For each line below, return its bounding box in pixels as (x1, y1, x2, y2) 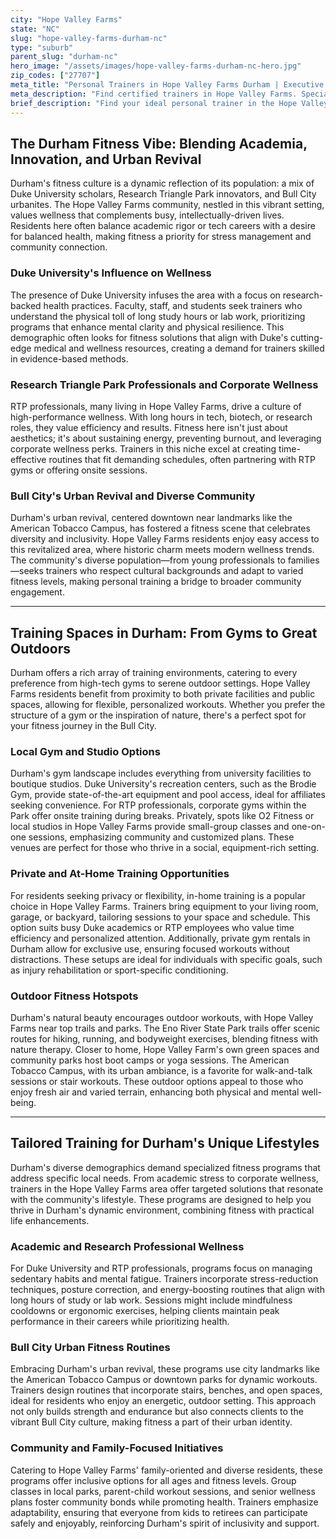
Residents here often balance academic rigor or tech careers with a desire (10, 220, 316, 232)
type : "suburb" (10, 42, 74, 53)
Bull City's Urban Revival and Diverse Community (10, 489, 256, 503)
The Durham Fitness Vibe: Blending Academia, (10, 135, 308, 152)
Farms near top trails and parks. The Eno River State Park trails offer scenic (10, 1022, 321, 1034)
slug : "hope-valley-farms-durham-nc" (10, 33, 168, 43)
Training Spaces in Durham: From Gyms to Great (10, 624, 318, 641)
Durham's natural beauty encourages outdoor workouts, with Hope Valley (10, 1011, 314, 1023)
